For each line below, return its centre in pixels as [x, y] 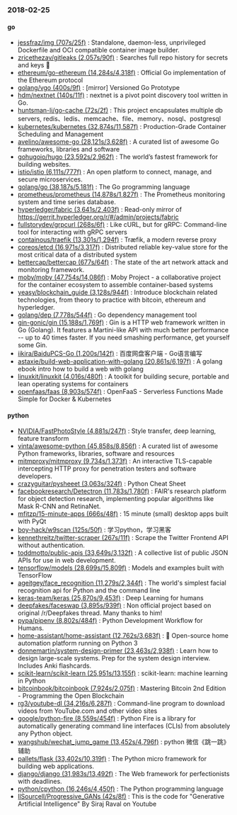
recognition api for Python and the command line [89, 590]
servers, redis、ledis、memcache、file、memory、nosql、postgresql [119, 119]
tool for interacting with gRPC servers [72, 232]
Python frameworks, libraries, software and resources [96, 454]
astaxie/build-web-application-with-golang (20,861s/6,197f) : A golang [120, 361]
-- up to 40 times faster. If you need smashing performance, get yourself [123, 337]
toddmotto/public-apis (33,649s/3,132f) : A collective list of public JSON [123, 553]
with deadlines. [40, 782]
